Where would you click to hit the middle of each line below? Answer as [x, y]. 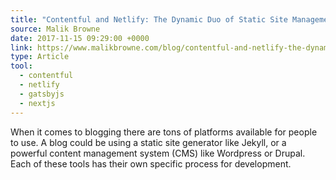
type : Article [40, 57]
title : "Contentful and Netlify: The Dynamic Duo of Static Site [149, 19]
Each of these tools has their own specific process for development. [151, 163]
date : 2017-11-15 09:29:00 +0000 [80, 38]
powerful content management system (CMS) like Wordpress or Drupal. [158, 153]
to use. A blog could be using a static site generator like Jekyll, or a [148, 142]
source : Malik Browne [55, 29]
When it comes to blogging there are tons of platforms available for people [164, 132]
